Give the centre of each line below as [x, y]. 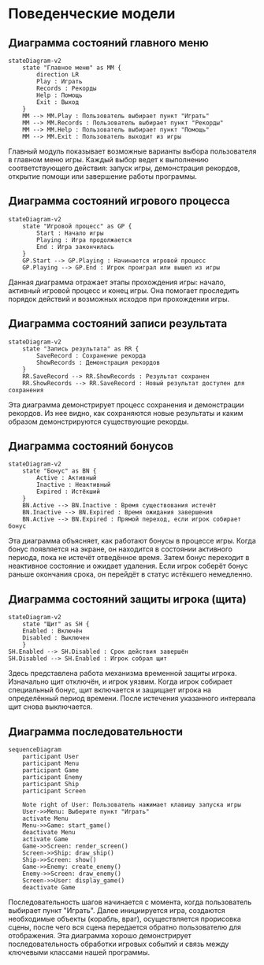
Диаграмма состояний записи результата [118, 324]
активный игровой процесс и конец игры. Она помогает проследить [124, 290]
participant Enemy [52, 778]
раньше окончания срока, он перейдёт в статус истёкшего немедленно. [130, 574]
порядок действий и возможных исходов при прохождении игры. [119, 299]
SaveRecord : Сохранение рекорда [91, 355]
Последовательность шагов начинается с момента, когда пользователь [130, 902]
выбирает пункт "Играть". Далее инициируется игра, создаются [117, 911]
